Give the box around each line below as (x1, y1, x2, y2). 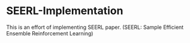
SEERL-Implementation (6, 4, 123, 18)
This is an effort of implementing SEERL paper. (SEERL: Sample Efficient (6, 24, 184, 31)
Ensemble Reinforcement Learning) (6, 29, 94, 37)
